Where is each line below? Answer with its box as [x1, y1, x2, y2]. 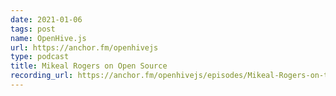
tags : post [10, 24, 56, 34]
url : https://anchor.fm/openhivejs [10, 42, 159, 53]
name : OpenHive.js [10, 33, 87, 43]
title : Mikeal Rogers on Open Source [10, 61, 168, 71]
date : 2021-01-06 [10, 14, 83, 25]
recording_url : [10, 71, 74, 81]
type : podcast [10, 52, 70, 62]
